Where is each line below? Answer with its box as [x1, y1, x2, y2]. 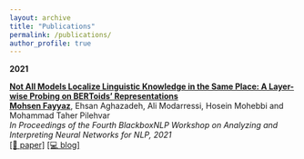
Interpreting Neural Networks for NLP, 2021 [9, 129, 172, 141]
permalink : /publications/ [9, 30, 112, 39]
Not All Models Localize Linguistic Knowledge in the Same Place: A [9, 81, 268, 92]
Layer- [268, 81, 294, 92]
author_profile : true [9, 38, 92, 48]
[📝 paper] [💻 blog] [9, 140, 80, 151]
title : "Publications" [9, 22, 96, 31]
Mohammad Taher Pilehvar [9, 110, 111, 121]
